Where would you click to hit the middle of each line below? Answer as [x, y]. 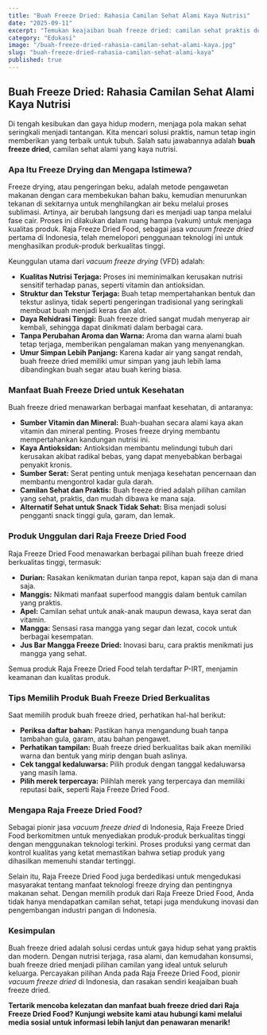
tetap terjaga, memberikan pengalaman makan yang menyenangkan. [132, 344]
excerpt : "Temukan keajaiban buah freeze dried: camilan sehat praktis [129, 30]
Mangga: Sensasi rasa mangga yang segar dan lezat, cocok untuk [128, 628]
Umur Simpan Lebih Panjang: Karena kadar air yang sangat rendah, [131, 352]
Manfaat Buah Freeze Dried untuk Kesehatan [96, 390]
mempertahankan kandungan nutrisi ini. [85, 440]
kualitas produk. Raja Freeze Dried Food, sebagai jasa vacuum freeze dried [131, 229]
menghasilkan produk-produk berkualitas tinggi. [87, 245]
